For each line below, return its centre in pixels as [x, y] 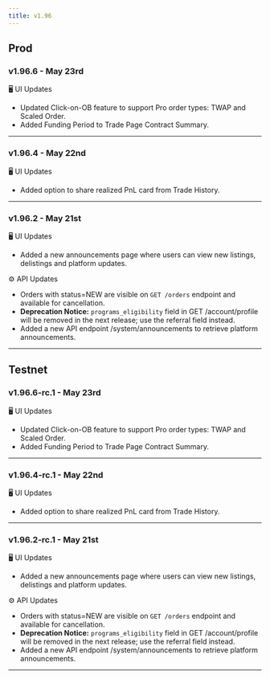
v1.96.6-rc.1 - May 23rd [55, 393]
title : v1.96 [30, 16]
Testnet [28, 370]
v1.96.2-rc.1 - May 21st [53, 539]
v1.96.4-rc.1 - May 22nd [56, 475]
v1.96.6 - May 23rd [46, 71]
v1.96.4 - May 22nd [47, 153]
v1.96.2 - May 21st [45, 218]
